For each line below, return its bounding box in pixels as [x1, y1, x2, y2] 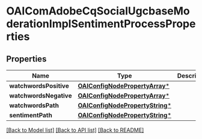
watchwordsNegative [9, 91, 72, 100]
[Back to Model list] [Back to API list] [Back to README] [6, 126, 144, 134]
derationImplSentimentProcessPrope [6, 17, 196, 31]
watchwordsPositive [9, 82, 69, 90]
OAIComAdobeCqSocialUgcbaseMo [6, 4, 191, 18]
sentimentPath [9, 111, 52, 119]
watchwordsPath [9, 101, 59, 110]
